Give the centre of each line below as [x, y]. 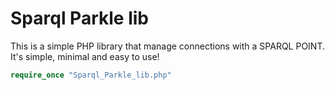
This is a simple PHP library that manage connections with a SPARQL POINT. [168, 46]
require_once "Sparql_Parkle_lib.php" [91, 75]
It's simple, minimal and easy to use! [85, 56]
